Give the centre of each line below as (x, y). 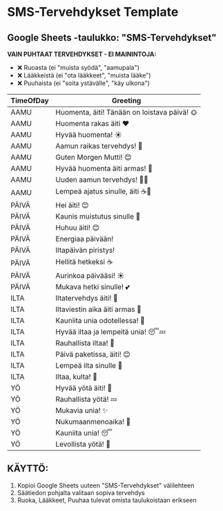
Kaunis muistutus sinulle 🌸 (98, 216)
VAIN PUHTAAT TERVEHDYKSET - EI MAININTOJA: (82, 54)
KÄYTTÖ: (28, 468)
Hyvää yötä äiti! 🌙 (84, 388)
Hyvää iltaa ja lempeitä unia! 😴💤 (111, 332)
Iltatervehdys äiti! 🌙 (87, 298)
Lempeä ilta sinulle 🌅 (89, 365)
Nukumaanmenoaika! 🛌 (93, 421)
